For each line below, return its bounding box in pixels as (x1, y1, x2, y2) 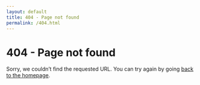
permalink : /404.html (6, 20, 61, 26)
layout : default (6, 8, 47, 15)
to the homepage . (6, 72, 51, 79)
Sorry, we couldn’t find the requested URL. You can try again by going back (6, 65, 194, 72)
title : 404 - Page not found (6, 14, 80, 20)
